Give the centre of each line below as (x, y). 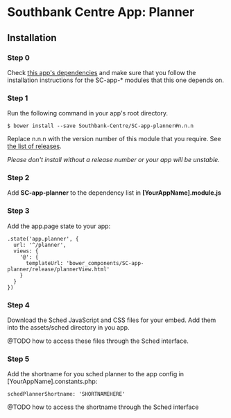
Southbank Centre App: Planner (101, 12)
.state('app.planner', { (43, 239)
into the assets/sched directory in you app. (68, 328)
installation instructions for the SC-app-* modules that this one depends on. (115, 80)
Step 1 (18, 98)
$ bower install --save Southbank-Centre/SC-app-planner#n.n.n (101, 126)
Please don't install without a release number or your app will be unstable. (113, 160)
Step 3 (18, 211)
